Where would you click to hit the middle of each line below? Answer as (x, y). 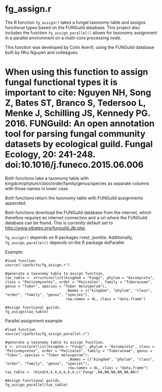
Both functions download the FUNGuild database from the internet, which (78, 212)
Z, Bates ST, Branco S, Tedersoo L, (75, 103)
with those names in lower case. (37, 188)
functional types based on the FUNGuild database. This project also (73, 27)
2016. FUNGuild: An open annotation (80, 123)
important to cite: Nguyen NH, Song (78, 93)
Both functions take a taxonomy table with (47, 178)
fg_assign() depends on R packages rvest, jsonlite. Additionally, (69, 237)
